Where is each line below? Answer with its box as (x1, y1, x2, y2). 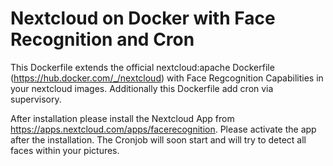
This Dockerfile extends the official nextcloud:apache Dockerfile (10, 61, 275, 73)
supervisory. (10, 93, 62, 105)
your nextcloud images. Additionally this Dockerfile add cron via (10, 82, 274, 94)
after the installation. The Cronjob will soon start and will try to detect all (10, 133, 307, 146)
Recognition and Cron (10, 28, 195, 51)
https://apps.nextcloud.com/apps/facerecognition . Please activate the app (10, 123, 317, 135)
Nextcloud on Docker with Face (10, 7, 276, 30)
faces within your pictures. (10, 144, 120, 156)
